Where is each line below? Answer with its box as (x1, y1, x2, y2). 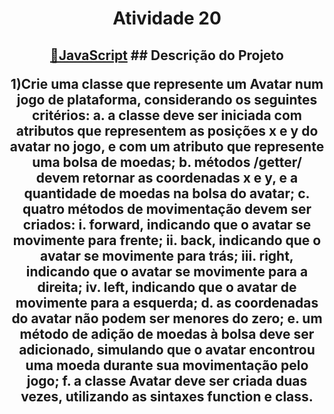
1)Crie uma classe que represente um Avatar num (10, 75, 324, 92)
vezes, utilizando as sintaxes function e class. (20, 388, 314, 405)
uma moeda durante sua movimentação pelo (25, 357, 309, 374)
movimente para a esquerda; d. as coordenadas (15, 294, 319, 311)
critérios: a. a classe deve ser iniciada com (32, 107, 302, 124)
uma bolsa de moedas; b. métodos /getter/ (32, 153, 302, 171)
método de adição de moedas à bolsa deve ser (19, 325, 315, 342)
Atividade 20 (112, 7, 222, 30)
